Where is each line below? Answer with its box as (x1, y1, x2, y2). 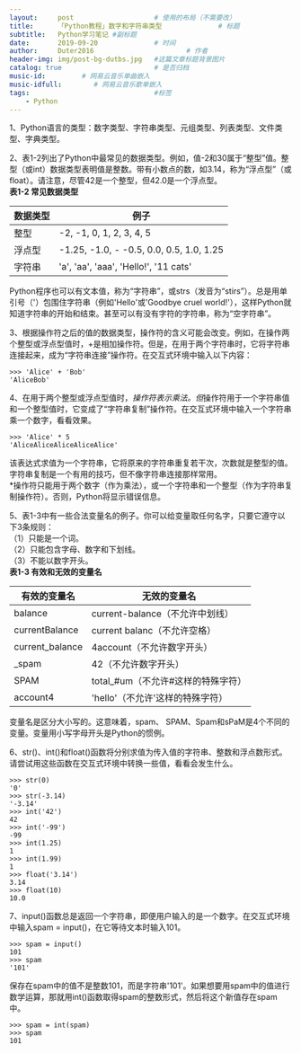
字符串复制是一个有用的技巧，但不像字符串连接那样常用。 (9, 469, 222, 480)
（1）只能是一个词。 (9, 533, 84, 544)
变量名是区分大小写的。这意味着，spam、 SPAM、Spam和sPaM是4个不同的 (9, 716, 290, 728)
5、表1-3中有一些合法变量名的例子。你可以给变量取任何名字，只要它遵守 (9, 510, 278, 521)
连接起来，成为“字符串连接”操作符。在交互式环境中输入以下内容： (9, 350, 253, 360)
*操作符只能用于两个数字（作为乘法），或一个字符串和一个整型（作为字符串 (9, 480, 286, 491)
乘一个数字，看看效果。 (9, 415, 96, 426)
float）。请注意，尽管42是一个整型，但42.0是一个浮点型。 (9, 175, 223, 186)
